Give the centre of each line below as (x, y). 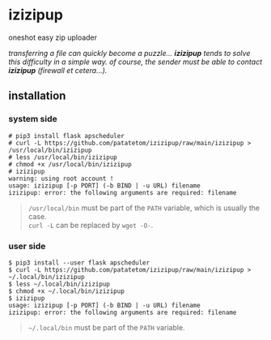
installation (37, 96)
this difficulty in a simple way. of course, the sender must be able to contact (135, 62)
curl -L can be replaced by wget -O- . (91, 225)
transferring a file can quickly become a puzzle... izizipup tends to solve (129, 53)
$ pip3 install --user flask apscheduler (79, 263)
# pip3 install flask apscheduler (67, 136)
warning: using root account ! (61, 179)
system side (33, 119)
